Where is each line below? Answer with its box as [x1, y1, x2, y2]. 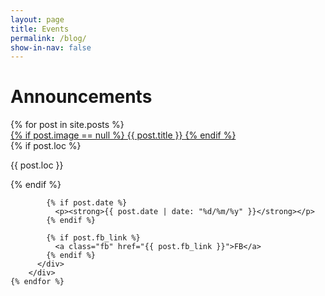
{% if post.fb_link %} [46, 233, 141, 243]
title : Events [10, 24, 70, 34]
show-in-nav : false [10, 42, 92, 53]
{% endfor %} [10, 277, 65, 287]
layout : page [10, 14, 65, 25]
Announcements [10, 86, 153, 108]
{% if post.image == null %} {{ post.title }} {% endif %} [10, 129, 237, 141]
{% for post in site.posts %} [10, 119, 125, 131]
